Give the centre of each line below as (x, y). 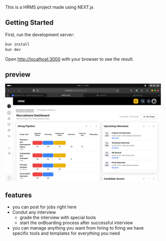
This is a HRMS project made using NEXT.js (49, 7)
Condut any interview (34, 212)
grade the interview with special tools (58, 218)
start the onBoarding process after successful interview (76, 223)
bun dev (13, 49)
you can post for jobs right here (44, 207)
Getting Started (29, 23)
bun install (17, 44)
